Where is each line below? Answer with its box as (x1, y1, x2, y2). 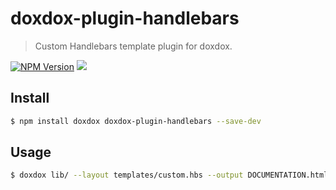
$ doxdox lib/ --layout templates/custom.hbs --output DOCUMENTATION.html (10, 170, 329, 181)
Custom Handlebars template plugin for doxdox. (34, 40, 233, 52)
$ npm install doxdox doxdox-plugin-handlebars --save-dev (10, 116, 262, 126)
